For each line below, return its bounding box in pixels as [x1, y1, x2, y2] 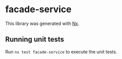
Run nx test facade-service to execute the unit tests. [5, 48, 117, 54]
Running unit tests [5, 35, 64, 44]
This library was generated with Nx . [5, 20, 79, 26]
